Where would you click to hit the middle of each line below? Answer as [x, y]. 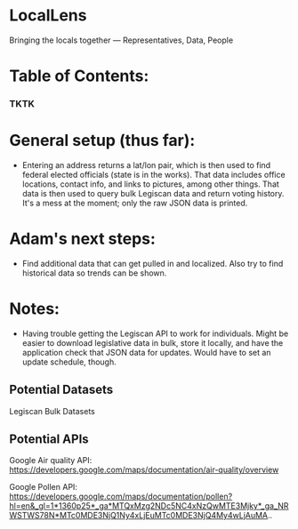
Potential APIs [49, 440]
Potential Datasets [61, 390]
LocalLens [48, 16]
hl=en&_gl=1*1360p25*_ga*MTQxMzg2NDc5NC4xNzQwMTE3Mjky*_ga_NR [149, 506]
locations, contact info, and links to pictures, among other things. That [151, 184]
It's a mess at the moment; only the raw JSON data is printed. [135, 203]
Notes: [35, 309]
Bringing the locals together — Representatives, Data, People [121, 40]
